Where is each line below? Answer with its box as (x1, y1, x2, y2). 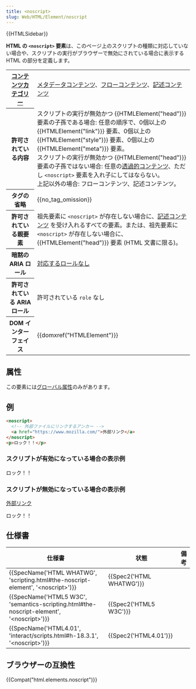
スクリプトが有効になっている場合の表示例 (6, 454, 125, 463)
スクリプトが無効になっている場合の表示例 (6, 485, 125, 493)
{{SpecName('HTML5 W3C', (9, 592, 87, 601)
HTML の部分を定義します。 (6, 57, 73, 64)
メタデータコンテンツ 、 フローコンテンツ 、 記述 (37, 80, 165, 88)
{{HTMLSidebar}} (6, 30, 48, 37)
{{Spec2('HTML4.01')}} (107, 631, 173, 639)
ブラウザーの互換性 (6, 660, 75, 670)
